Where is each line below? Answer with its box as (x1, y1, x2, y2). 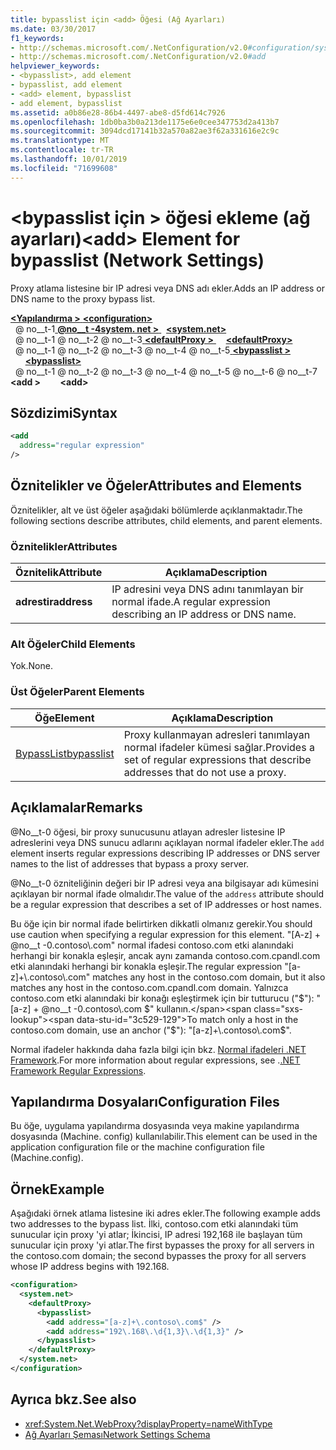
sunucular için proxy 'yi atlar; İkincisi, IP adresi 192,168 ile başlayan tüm (10, 1229, 303, 1241)
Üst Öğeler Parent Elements (10, 685, 145, 699)
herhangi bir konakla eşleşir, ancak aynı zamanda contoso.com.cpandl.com (10, 949, 321, 961)
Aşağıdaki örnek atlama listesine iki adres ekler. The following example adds (10, 1207, 321, 1220)
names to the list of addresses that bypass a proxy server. (10, 857, 250, 870)
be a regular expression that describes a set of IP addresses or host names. (10, 898, 322, 910)
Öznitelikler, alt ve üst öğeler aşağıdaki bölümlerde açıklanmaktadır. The (10, 504, 303, 516)
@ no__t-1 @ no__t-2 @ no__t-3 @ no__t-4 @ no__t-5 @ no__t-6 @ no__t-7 (14, 365, 318, 377)
